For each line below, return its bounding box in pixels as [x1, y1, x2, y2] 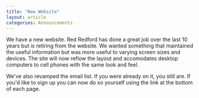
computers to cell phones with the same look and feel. [6, 61, 139, 68]
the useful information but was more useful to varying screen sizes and [6, 49, 181, 56]
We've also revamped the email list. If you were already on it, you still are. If [6, 72, 191, 80]
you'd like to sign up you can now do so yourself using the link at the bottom [6, 79, 193, 86]
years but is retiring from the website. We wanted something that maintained [6, 42, 194, 49]
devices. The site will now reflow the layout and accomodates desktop [6, 55, 178, 62]
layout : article [6, 14, 46, 20]
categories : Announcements [6, 20, 73, 26]
